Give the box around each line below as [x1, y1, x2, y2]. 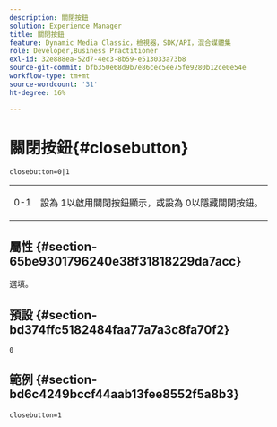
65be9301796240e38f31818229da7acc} [9, 253, 242, 269]
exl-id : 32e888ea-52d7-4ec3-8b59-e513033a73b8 [9, 55, 186, 64]
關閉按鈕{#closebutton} [9, 137, 189, 158]
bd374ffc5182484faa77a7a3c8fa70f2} [9, 322, 230, 337]
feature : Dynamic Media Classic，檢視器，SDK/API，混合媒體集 [9, 38, 231, 48]
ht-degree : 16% [9, 88, 66, 97]
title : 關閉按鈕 [9, 30, 65, 39]
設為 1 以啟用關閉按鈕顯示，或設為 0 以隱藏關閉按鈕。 [39, 196, 264, 209]
